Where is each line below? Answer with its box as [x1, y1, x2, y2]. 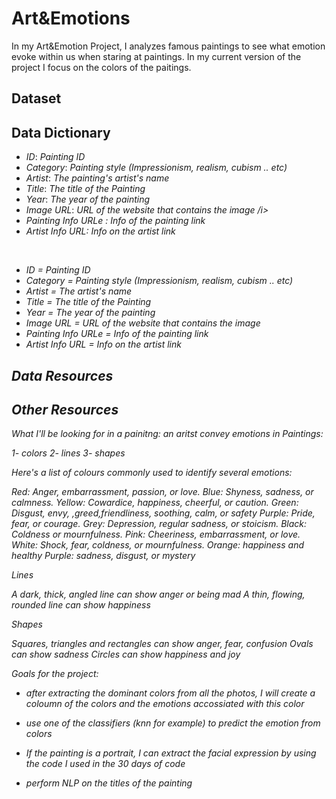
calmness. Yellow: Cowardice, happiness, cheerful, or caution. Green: [11, 497, 299, 509]
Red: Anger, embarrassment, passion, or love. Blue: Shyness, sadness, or [11, 486, 314, 498]
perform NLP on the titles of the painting [25, 777, 193, 789]
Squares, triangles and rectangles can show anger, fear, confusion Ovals [11, 638, 314, 650]
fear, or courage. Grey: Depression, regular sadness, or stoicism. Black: [11, 518, 308, 530]
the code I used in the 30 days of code [25, 758, 186, 770]
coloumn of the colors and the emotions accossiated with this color [25, 698, 305, 710]
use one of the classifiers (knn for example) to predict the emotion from [25, 717, 321, 729]
